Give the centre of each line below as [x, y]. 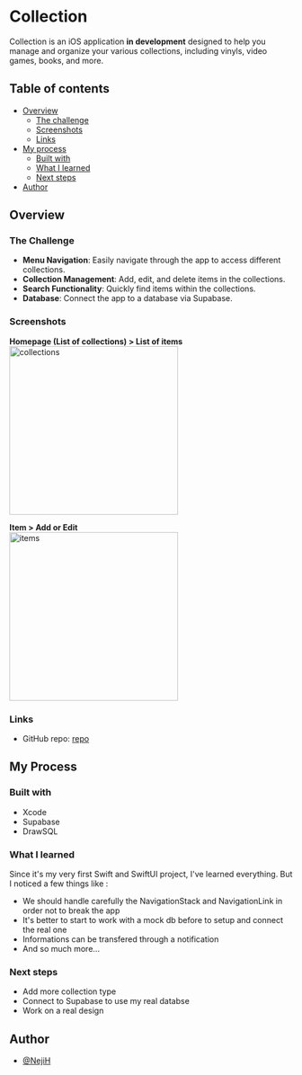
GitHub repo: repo [56, 739]
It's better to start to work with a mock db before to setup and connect [153, 920]
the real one [44, 930]
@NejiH [36, 1061]
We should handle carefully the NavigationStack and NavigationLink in [152, 902]
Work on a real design [63, 1011]
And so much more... [61, 949]
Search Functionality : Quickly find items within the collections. [139, 289]
